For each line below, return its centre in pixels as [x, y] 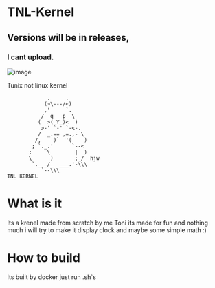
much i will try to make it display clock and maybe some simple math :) [107, 230]
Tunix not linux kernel [37, 85]
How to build [44, 258]
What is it [35, 204]
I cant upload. [31, 57]
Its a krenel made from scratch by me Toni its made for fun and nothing [107, 223]
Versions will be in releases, [68, 38]
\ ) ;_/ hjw [64, 158]
